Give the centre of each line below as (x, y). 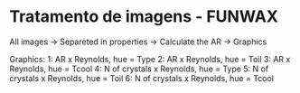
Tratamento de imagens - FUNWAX (144, 17)
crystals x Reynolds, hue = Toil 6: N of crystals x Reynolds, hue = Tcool (141, 78)
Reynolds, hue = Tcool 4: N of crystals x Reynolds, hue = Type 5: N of (139, 69)
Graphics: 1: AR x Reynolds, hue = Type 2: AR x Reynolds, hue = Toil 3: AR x (150, 59)
